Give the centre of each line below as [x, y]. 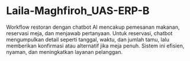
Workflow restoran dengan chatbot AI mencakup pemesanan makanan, [93, 27]
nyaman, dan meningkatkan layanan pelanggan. [65, 52]
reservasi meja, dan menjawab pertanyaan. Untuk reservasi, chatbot [89, 33]
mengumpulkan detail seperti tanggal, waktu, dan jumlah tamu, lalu [88, 39]
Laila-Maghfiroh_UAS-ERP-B [78, 11]
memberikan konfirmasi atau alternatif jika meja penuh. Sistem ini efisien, [95, 46]
